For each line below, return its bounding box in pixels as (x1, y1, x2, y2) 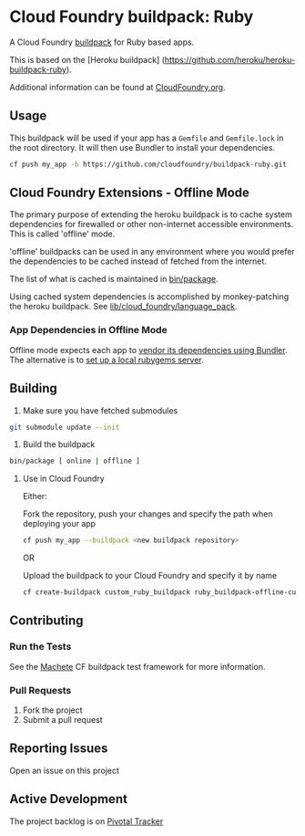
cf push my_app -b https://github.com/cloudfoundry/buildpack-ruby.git (9, 160, 287, 169)
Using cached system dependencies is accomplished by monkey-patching (9, 291, 290, 302)
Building (9, 381, 57, 396)
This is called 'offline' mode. (9, 228, 116, 239)
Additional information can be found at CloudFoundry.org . (9, 81, 226, 92)
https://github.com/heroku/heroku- (164, 54, 296, 65)
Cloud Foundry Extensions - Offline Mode (9, 185, 250, 201)
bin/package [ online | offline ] (9, 456, 141, 466)
